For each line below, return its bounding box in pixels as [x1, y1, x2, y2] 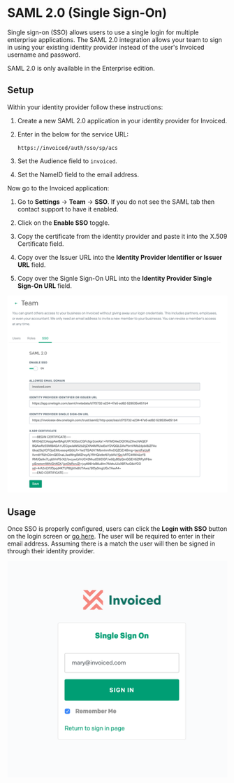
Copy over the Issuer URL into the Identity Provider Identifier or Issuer [17, 253, 223, 261]
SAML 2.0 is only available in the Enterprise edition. [7, 64, 155, 72]
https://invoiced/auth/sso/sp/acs [17, 144, 118, 151]
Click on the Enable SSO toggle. [17, 219, 110, 227]
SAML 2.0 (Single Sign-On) [7, 5, 168, 21]
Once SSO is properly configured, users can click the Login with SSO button [7, 525, 228, 533]
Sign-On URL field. [17, 282, 72, 290]
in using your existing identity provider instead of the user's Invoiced [7, 43, 205, 51]
